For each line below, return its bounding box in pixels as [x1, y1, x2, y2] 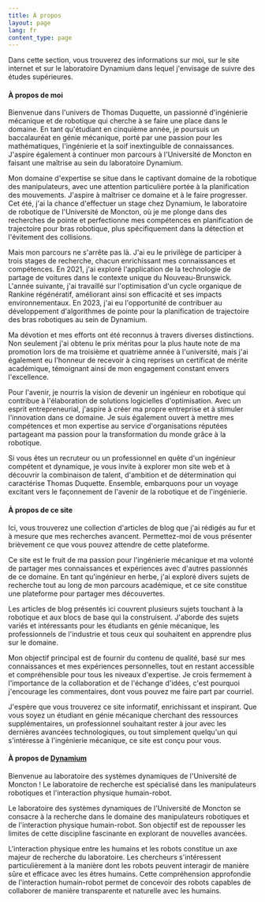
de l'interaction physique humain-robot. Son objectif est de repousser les [8, 820, 246, 829]
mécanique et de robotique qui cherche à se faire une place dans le [8, 116, 228, 126]
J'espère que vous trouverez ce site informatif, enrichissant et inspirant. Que [8, 702, 257, 711]
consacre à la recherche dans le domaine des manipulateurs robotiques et [8, 812, 250, 821]
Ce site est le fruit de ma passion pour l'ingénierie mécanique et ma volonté [8, 555, 254, 564]
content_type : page [8, 33, 73, 42]
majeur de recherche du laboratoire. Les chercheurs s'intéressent [8, 852, 222, 862]
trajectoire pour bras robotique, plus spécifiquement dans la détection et [8, 224, 244, 233]
